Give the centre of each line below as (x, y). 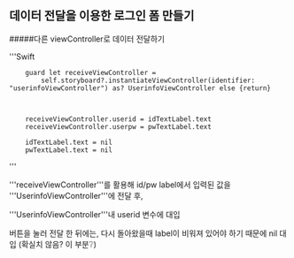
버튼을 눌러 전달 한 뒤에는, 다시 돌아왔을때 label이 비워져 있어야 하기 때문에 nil (143, 233)
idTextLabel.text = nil (69, 142)
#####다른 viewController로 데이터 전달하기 (87, 39)
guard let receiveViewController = (91, 72)
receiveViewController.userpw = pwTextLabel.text (119, 126)
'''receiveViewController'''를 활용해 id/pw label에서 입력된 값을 (120, 185)
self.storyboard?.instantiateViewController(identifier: (148, 80)
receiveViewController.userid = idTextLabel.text (119, 119)
